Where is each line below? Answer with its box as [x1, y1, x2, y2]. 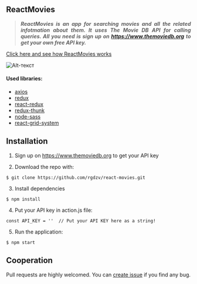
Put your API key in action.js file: [14, 207, 93, 214]
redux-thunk [14, 107, 45, 114]
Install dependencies [14, 185, 66, 192]
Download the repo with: [14, 163, 74, 170]
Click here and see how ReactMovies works [6, 50, 112, 58]
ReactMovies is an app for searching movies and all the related [20, 20, 191, 27]
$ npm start [6, 239, 35, 245]
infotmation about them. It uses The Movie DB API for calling [20, 26, 191, 33]
